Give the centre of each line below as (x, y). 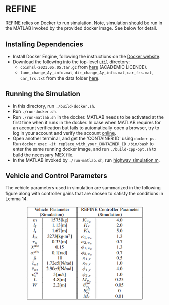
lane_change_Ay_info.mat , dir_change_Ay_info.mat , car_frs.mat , (87, 72)
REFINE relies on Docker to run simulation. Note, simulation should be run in (84, 23)
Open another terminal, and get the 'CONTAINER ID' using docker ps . (84, 138)
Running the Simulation (43, 94)
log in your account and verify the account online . (64, 133)
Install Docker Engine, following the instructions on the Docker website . (87, 56)
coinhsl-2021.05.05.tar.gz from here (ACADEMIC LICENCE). (84, 67)
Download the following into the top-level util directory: (71, 62)
